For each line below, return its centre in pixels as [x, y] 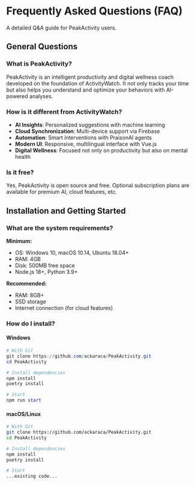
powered [17, 96]
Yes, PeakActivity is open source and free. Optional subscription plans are [98, 185]
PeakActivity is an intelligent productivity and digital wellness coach [90, 77]
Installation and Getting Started [66, 211]
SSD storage [30, 301]
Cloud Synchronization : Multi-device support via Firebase [87, 131]
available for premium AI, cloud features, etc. [62, 192]
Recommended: [26, 283]
